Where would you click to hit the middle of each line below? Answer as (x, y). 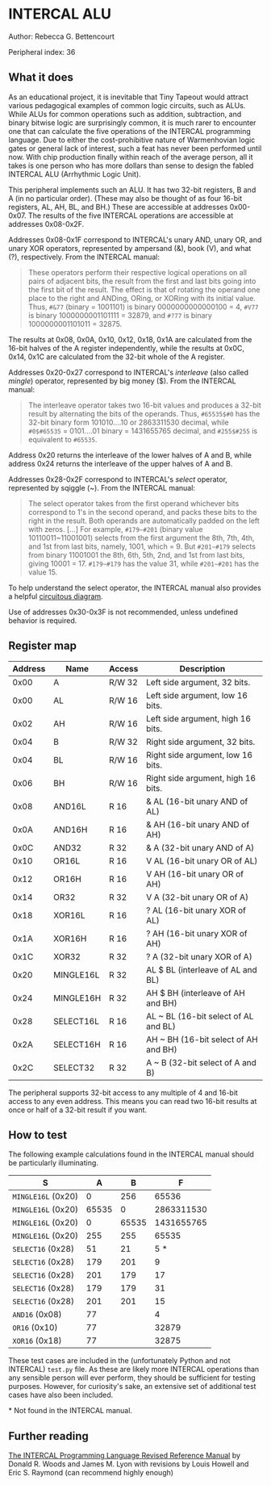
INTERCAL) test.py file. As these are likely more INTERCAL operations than (134, 1370)
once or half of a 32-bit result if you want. (78, 1110)
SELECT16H (77, 1044)
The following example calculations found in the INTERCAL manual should (131, 1154)
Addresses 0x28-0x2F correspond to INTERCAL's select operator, (118, 479)
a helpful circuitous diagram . (56, 596)
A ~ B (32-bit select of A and (201, 1062)
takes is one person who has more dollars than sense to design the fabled (131, 165)
